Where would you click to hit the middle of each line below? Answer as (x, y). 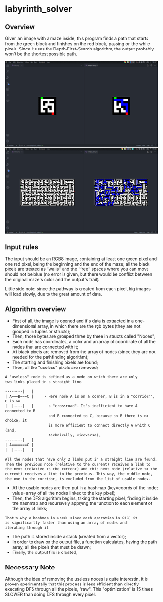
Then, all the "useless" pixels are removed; (55, 367)
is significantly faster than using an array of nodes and (66, 523)
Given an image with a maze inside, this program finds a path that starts (77, 38)
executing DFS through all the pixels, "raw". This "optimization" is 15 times (79, 589)
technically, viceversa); (74, 435)
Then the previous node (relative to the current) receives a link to (78, 464)
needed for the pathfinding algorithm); (50, 357)
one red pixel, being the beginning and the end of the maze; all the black (77, 264)
